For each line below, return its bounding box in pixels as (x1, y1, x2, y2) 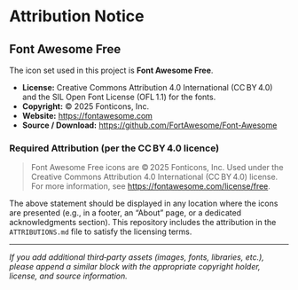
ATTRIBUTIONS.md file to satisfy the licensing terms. (9, 226, 192, 237)
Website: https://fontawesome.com (21, 111, 153, 121)
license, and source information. (9, 270, 128, 281)
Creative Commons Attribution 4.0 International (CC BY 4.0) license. (30, 171, 278, 183)
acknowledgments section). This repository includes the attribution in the (9, 217, 277, 228)
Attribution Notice (9, 6, 145, 27)
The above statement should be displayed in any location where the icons (9, 198, 278, 209)
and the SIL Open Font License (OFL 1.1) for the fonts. (21, 91, 216, 102)
